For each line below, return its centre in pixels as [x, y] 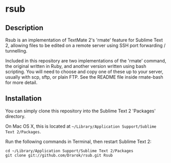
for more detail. [21, 83]
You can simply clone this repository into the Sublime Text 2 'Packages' [80, 111]
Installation [23, 98]
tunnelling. [16, 51]
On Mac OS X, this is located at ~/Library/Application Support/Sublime [81, 126]
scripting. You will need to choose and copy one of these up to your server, [84, 72]
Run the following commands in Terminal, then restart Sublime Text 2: [78, 142]
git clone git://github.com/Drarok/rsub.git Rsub [59, 155]
